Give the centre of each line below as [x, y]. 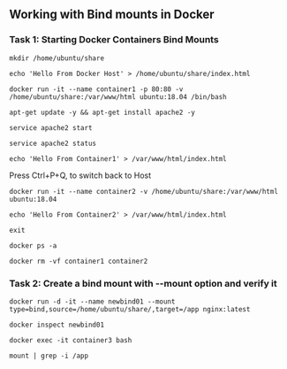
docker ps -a [33, 246]
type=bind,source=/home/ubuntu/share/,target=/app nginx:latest [130, 309]
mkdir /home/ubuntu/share [57, 58]
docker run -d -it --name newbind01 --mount [92, 301]
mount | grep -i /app [49, 356]
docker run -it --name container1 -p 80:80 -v [96, 89]
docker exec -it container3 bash [71, 340]
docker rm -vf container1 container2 [79, 261]
